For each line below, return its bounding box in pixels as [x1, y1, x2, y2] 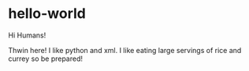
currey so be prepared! [8, 54, 84, 63]
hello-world [8, 5, 87, 23]
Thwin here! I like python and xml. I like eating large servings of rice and [8, 45, 242, 55]
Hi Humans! [8, 30, 46, 40]
